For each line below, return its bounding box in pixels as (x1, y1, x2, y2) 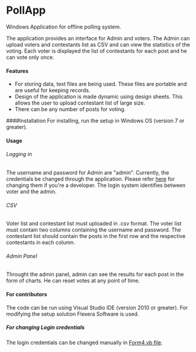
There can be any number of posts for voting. (14, 106, 126, 113)
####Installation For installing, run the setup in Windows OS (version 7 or (6, 117, 185, 125)
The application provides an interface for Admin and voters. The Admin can (6, 34, 190, 42)
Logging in (6, 151, 33, 158)
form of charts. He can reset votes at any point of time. (6, 277, 140, 284)
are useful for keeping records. (14, 87, 91, 94)
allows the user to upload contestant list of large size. (14, 99, 145, 107)
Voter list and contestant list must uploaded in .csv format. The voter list (6, 220, 182, 227)
